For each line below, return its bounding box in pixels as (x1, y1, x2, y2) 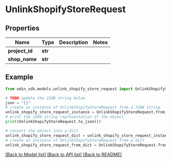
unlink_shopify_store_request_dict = (5, 133, 85, 138)
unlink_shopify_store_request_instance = (5, 110, 95, 115)
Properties (5, 24, 40, 33)
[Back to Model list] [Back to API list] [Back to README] (5, 151, 122, 158)
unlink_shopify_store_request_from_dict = (5, 142, 97, 148)
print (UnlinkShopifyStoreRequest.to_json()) (5, 119, 101, 124)
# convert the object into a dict (5, 128, 79, 133)
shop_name (8, 56, 37, 62)
